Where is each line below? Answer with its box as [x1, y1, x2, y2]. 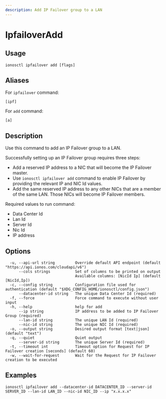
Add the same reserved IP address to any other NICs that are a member [12, 186, 161, 192]
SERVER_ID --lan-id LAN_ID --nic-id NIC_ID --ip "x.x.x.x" [5, 389, 132, 394]
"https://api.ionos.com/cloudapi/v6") [5, 265, 87, 270]
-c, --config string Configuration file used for [10, 282, 136, 288]
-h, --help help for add [10, 305, 102, 310]
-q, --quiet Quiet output [10, 335, 102, 340]
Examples [5, 371, 37, 380]
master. [12, 170, 29, 176]
